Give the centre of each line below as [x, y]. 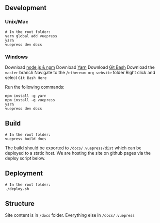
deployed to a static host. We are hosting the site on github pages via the [78, 153]
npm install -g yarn [26, 96]
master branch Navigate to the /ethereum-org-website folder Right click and [80, 72]
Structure [20, 204]
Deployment [24, 173]
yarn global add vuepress [31, 36]
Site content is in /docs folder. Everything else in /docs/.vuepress [70, 215]
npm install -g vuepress [30, 100]
